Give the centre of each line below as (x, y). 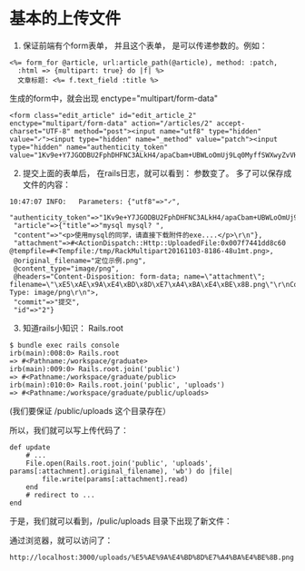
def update (30, 447)
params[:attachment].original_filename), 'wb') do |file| (121, 471)
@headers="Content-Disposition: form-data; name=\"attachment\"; (139, 276)
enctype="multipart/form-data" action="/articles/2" (111, 123)
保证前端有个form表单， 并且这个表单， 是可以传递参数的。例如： (145, 45)
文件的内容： (46, 184)
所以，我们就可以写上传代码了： (69, 430)
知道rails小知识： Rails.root (73, 328)
